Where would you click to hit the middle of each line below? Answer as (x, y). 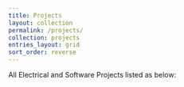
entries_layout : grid (44, 45)
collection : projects (44, 38)
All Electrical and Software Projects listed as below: (92, 75)
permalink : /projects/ (46, 30)
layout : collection (41, 23)
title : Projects (35, 15)
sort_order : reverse (43, 52)
